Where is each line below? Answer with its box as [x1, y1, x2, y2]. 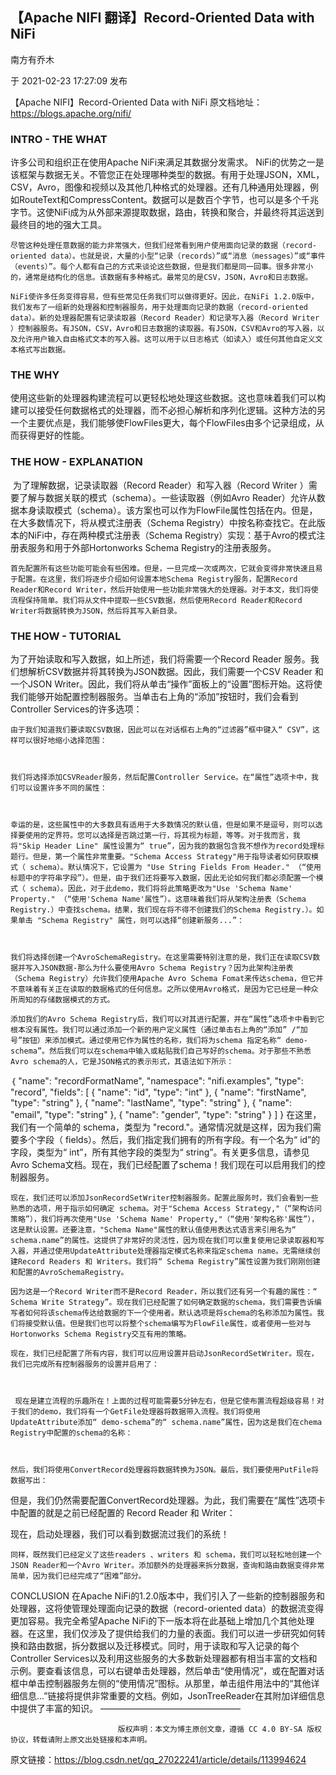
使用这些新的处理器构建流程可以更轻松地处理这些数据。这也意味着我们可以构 [10, 392, 326, 404]
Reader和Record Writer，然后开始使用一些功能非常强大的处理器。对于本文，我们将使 [10, 584, 319, 595]
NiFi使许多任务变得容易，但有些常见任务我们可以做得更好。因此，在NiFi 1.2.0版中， [10, 292, 319, 302]
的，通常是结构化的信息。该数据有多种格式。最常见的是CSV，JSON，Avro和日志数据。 [10, 273, 313, 283]
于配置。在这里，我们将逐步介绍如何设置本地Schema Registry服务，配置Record [10, 574, 298, 584]
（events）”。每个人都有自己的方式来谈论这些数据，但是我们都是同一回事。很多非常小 [10, 262, 314, 272]
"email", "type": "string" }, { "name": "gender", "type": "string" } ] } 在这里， [10, 1109, 322, 1120]
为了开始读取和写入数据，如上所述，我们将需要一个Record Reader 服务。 [10, 653, 311, 665]
